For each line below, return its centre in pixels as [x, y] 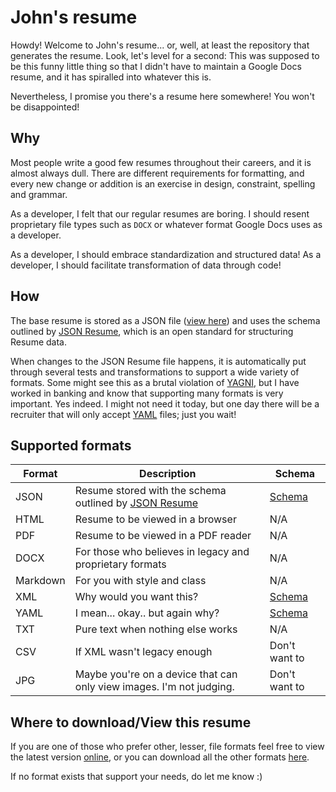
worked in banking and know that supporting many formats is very [147, 393]
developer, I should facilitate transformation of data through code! [146, 265]
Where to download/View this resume [131, 722]
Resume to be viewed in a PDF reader [163, 536]
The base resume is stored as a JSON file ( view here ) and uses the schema [165, 320]
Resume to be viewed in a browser [155, 519]
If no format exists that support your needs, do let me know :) [136, 777]
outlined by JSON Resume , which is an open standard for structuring [152, 331]
